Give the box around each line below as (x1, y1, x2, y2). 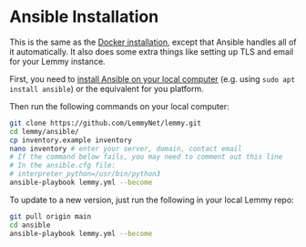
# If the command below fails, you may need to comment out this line (9, 152, 283, 161)
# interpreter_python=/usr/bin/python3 (9, 170, 161, 179)
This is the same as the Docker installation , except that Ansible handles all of (9, 36, 297, 47)
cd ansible (9, 221, 51, 230)
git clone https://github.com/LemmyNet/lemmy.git (9, 118, 202, 128)
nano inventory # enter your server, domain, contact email (9, 144, 243, 153)
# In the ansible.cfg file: (9, 161, 117, 170)
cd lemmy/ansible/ (9, 127, 79, 136)
